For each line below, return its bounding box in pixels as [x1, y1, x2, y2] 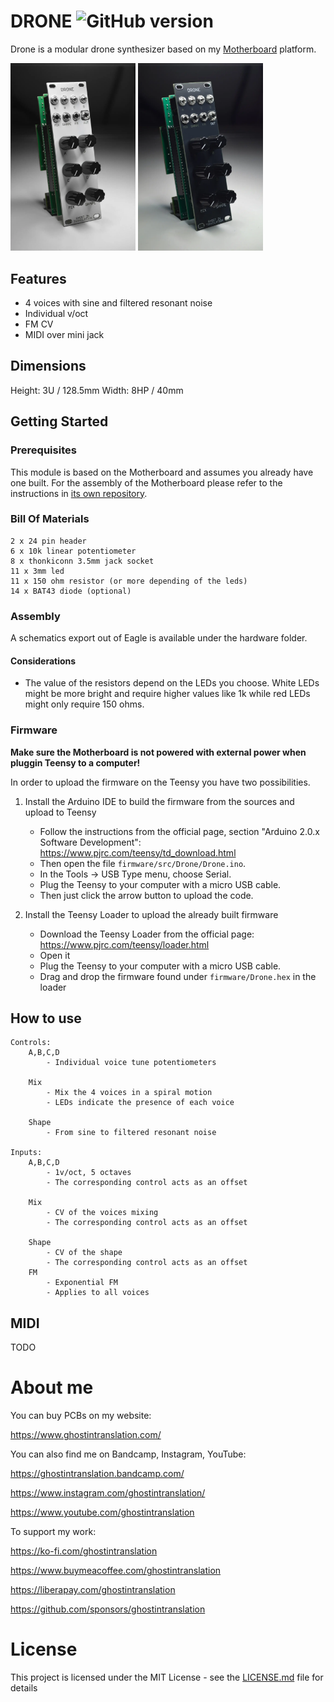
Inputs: [10, 1148, 43, 1158]
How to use [10, 1010, 82, 1027]
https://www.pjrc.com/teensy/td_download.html [39, 846, 237, 859]
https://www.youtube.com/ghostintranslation [10, 1506, 195, 1519]
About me [10, 1376, 94, 1399]
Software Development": [39, 836, 142, 848]
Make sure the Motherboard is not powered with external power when [10, 746, 307, 758]
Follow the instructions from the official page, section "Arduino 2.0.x [39, 825, 320, 837]
